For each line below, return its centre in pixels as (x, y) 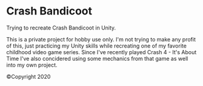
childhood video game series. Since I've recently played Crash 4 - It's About (101, 52)
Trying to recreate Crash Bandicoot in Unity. (61, 28)
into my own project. (32, 65)
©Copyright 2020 (28, 76)
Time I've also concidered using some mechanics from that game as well (97, 58)
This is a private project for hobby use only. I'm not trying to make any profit (101, 39)
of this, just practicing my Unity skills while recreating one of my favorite (96, 46)
